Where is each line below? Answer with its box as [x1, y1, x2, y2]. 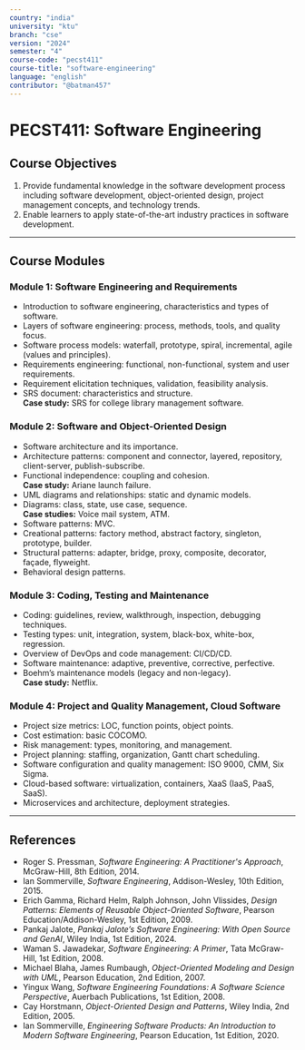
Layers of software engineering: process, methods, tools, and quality [22, 320, 280, 331]
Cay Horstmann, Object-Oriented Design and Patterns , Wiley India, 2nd [22, 1001, 290, 1012]
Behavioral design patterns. [22, 566, 126, 577]
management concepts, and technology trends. [22, 199, 201, 210]
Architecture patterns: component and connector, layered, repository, [22, 450, 283, 461]
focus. [22, 330, 47, 341]
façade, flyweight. [22, 556, 91, 567]
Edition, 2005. [22, 1011, 75, 1022]
